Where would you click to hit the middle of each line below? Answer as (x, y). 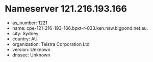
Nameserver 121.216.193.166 (66, 9)
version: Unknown (31, 49)
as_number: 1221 (30, 23)
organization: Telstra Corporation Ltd (51, 44)
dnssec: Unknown (31, 55)
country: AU (25, 39)
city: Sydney (25, 33)
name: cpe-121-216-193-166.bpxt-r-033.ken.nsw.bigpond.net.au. (80, 28)
